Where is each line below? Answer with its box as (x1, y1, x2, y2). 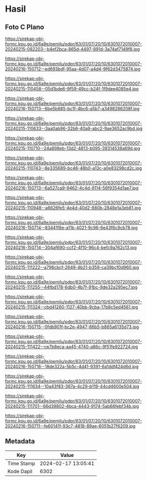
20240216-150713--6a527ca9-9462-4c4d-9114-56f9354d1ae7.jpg (5, 185, 139, 191)
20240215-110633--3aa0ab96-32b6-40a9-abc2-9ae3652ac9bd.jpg (5, 125, 143, 131)
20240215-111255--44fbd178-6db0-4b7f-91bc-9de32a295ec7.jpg (5, 284, 138, 290)
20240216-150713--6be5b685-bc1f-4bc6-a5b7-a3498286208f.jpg (5, 106, 140, 111)
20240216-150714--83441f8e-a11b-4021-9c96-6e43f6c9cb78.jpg (5, 225, 138, 230)
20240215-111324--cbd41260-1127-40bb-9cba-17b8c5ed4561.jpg (5, 304, 138, 310)
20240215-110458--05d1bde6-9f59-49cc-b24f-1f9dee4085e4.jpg (5, 86, 139, 91)
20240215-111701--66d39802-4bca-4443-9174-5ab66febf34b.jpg (5, 403, 139, 409)
